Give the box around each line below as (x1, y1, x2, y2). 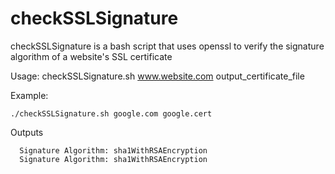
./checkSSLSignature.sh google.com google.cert (10, 108, 213, 119)
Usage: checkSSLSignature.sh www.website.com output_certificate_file (10, 70, 305, 82)
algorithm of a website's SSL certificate (10, 50, 173, 62)
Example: (10, 89, 49, 101)
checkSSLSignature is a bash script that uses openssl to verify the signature (10, 40, 325, 52)
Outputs (10, 126, 44, 138)
